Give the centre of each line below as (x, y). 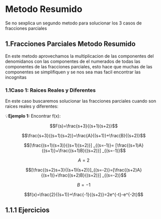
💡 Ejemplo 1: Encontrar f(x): (33, 116)
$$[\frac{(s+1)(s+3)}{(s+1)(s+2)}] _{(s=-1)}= (69, 145)
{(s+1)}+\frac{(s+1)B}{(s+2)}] (71, 151)
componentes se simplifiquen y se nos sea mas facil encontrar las (73, 72)
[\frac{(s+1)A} (129, 145)
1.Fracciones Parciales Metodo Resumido (71, 44)
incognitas (16, 77)
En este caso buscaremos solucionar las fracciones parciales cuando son (80, 101)
